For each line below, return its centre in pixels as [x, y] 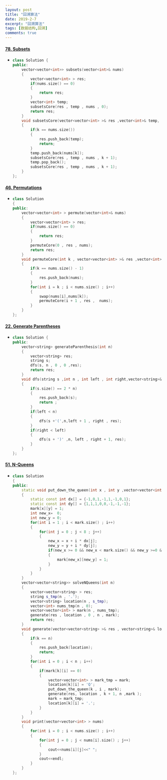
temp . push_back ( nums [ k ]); [57, 153]
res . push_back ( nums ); [61, 278]
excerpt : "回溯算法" [25, 24]
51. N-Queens [20, 465]
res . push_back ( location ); [66, 648]
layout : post [19, 10]
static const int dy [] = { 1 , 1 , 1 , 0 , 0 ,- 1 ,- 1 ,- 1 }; [81, 504]
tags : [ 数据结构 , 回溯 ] [26, 28]
